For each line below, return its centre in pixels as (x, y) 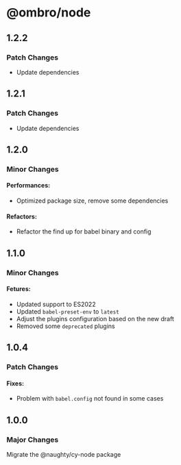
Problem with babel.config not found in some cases (90, 399)
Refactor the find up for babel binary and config (84, 231)
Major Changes (33, 440)
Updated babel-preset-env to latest (68, 311)
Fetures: (19, 289)
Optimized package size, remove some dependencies (92, 201)
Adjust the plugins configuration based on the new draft (95, 318)
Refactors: (22, 216)
